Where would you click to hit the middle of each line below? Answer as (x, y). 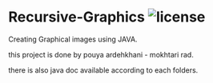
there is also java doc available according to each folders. (103, 70)
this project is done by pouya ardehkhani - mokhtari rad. (101, 54)
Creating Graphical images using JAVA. (73, 39)
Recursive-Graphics (77, 17)
